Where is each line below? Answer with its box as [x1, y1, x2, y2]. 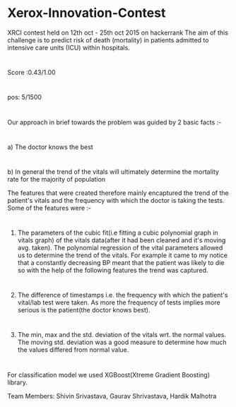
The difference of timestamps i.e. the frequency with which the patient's [17, 291, 228, 300]
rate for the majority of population [7, 175, 106, 183]
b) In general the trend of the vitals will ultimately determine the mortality [7, 167, 219, 176]
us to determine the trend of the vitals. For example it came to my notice [17, 251, 228, 259]
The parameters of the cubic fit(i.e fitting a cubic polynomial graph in [17, 228, 218, 237]
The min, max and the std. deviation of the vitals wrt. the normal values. [17, 331, 226, 339]
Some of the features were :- [7, 203, 92, 212]
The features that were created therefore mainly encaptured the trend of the [7, 189, 229, 197]
